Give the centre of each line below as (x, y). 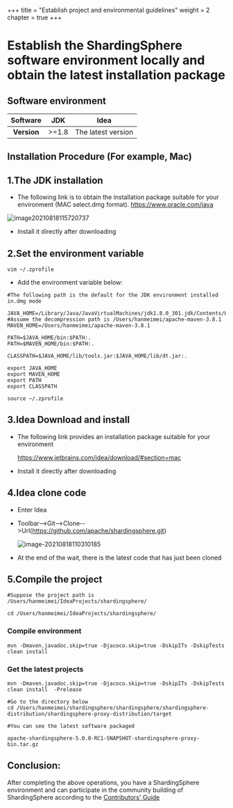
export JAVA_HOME (32, 368)
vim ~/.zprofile (31, 270)
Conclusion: (34, 766)
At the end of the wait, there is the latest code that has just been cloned (119, 557)
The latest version (104, 132)
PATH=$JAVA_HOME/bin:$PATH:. (49, 338)
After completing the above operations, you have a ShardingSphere (103, 782)
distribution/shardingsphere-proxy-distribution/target (89, 714)
